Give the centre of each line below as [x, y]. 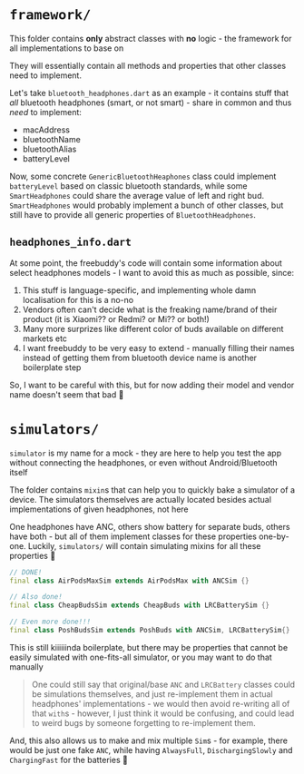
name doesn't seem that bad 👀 [67, 394]
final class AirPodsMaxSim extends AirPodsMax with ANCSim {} [129, 581]
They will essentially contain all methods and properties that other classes [148, 65]
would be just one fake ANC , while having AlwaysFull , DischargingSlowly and [151, 750]
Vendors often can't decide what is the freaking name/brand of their [150, 309]
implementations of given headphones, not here [99, 509]
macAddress [46, 130]
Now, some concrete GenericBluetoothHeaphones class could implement [143, 176]
